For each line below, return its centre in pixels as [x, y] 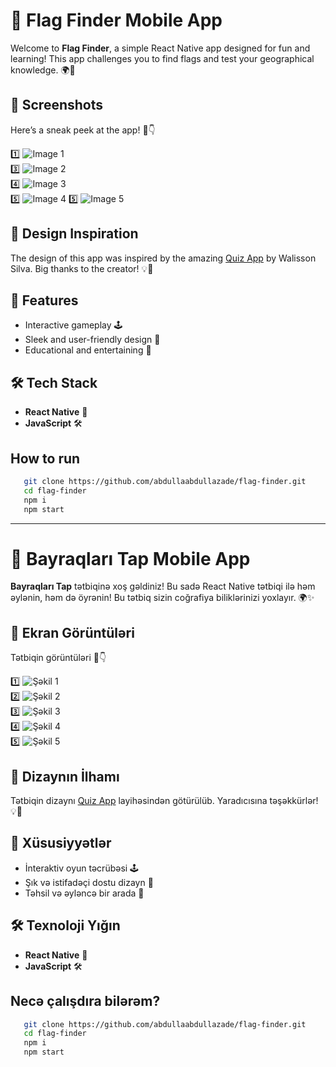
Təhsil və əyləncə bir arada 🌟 [84, 893]
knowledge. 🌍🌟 [43, 70]
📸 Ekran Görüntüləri [72, 632]
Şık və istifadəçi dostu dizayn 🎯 [89, 882]
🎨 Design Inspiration [74, 234]
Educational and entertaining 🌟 [88, 350]
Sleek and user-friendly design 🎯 [92, 340]
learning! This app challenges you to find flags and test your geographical [162, 58]
